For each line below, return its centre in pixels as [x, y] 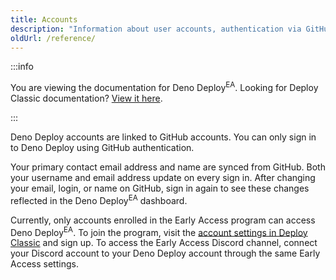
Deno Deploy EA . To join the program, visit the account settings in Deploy [159, 231]
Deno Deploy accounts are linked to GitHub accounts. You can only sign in [163, 137]
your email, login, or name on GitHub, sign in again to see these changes [160, 188]
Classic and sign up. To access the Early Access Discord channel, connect [164, 243]
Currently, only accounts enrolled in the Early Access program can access [163, 220]
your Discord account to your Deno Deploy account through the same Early [165, 253]
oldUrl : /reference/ [53, 38]
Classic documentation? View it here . [86, 98]
